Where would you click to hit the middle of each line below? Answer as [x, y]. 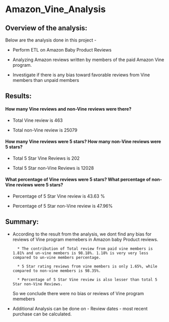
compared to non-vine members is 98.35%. [57, 271]
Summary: [22, 222]
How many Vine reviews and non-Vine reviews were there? [68, 109]
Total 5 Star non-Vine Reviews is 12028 [53, 168]
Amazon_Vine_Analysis [55, 9]
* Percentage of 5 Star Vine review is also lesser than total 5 [87, 280]
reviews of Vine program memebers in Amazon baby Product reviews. [85, 239]
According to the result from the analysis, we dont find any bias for [82, 234]
